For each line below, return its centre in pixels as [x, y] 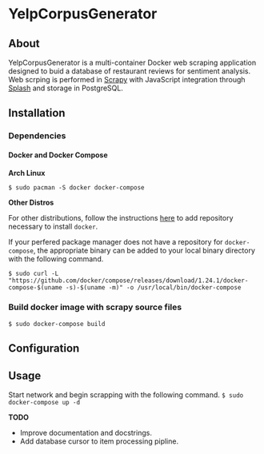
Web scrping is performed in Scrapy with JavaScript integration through [127, 80]
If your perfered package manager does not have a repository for [116, 241]
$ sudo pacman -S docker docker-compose [77, 187]
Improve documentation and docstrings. [86, 433]
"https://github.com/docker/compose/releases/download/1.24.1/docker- [128, 281]
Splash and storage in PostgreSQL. [66, 88]
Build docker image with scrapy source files [95, 307]
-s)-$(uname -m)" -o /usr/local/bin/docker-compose [153, 287]
